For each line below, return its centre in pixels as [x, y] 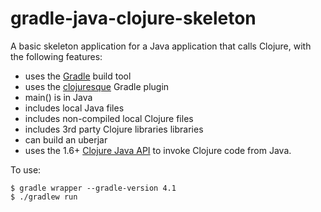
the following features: [56, 56]
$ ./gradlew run [44, 197]
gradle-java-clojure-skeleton [133, 18]
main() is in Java [58, 97]
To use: [26, 169]
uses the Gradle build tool [78, 76]
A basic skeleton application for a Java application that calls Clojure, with [161, 46]
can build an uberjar [66, 139]
